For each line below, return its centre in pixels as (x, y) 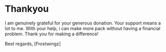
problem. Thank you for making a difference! (52, 34)
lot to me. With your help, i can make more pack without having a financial (82, 28)
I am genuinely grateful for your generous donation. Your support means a (83, 23)
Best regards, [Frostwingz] (33, 43)
